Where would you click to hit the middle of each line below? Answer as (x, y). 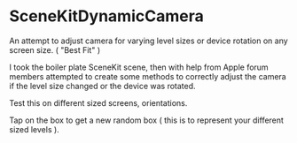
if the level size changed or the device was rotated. (103, 86)
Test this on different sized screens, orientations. (98, 102)
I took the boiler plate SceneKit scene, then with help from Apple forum (139, 67)
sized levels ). (34, 129)
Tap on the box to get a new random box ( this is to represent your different (146, 120)
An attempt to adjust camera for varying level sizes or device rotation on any (148, 41)
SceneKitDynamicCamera (106, 16)
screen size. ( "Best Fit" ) (55, 49)
